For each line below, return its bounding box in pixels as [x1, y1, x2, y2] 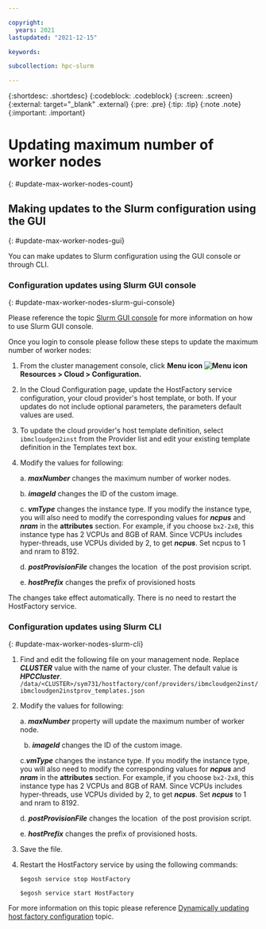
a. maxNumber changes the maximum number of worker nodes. [19, 473, 232, 483]
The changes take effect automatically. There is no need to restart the [8, 593, 237, 602]
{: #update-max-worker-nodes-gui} [8, 236, 125, 245]
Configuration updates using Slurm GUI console [8, 280, 197, 291]
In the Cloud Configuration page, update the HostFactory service [19, 385, 233, 394]
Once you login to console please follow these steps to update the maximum [8, 337, 258, 347]
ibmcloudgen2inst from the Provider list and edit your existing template [19, 434, 251, 444]
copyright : [8, 18, 44, 26]
